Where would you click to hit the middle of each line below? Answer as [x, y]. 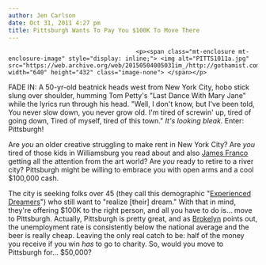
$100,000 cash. [34, 178]
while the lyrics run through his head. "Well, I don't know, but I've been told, [131, 104]
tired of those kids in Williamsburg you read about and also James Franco [128, 153]
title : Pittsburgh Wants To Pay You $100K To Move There [104, 30]
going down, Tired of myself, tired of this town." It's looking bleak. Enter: [126, 121]
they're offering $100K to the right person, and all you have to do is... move [130, 210]
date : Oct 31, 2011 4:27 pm [55, 23]
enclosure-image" [37, 59]
